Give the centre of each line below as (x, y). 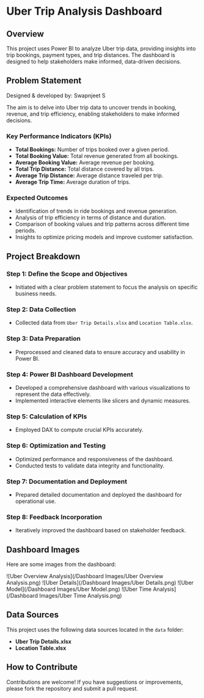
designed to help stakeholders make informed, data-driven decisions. (94, 61)
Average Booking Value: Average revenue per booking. (85, 163)
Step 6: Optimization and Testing (56, 446)
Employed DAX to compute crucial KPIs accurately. (79, 430)
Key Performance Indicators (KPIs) (59, 136)
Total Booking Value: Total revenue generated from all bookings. (97, 156)
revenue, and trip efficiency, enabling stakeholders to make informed (93, 114)
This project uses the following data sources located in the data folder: (95, 629)
